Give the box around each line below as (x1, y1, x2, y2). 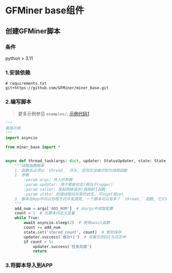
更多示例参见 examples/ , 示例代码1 (17, 111, 90, 117)
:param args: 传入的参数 (24, 177, 73, 182)
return (32, 249, 47, 254)
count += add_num (24, 225, 60, 230)
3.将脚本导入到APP (5, 262, 53, 269)
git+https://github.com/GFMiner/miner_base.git (5, 86, 109, 91)
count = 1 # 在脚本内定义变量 (14, 211, 75, 216)
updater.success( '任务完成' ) (32, 244, 92, 249)
